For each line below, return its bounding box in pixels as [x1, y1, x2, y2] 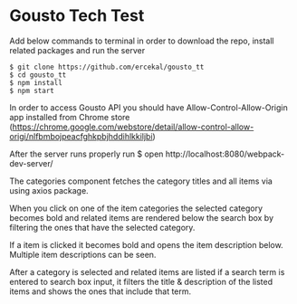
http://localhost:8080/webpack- [165, 148, 285, 159]
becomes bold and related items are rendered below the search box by [9, 212, 274, 223]
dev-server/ [9, 157, 53, 168]
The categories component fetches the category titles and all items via [9, 176, 273, 186]
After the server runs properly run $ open [9, 148, 164, 159]
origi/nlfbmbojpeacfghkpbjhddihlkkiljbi [9, 130, 153, 141]
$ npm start [9, 86, 54, 95]
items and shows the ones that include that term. [9, 286, 192, 297]
